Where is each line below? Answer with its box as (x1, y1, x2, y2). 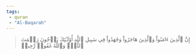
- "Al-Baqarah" (8, 20, 47, 25)
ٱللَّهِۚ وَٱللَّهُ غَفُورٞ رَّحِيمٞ (20, 42, 84, 49)
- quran (8, 14, 28, 20)
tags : (6, 8, 20, 15)
